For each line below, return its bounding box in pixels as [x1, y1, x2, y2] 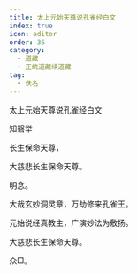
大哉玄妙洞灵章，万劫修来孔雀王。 [9, 199, 133, 209]
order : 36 [9, 37, 46, 47]
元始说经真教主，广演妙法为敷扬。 [9, 217, 133, 228]
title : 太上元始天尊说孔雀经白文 [9, 12, 117, 22]
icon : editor [9, 29, 57, 38]
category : [9, 46, 46, 55]
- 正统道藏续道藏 [17, 63, 72, 72]
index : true [9, 21, 53, 30]
